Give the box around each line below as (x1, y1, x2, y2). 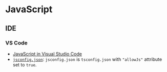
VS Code (5, 39, 28, 46)
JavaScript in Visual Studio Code (12, 51, 82, 57)
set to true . (12, 61, 37, 67)
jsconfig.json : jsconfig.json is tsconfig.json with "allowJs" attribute (12, 56, 162, 62)
